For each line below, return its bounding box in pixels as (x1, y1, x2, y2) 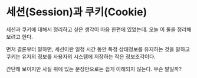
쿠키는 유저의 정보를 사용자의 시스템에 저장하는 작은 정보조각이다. (6, 53, 156, 60)
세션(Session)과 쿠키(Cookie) (6, 5, 147, 19)
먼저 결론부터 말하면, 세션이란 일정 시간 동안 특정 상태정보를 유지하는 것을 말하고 (6, 45, 191, 53)
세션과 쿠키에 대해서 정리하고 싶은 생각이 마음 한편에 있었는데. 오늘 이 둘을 (6, 26, 176, 33)
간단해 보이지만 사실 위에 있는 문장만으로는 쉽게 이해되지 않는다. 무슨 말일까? (6, 65, 182, 72)
